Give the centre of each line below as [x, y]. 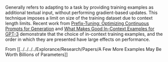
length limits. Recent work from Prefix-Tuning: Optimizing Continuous [77, 23]
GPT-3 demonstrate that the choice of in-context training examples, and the [84, 34]
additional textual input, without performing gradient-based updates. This [81, 13]
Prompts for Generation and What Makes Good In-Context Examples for [80, 29]
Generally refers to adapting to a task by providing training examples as [79, 7]
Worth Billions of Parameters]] [37, 54]
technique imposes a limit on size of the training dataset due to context [79, 18]
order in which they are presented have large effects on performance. [78, 39]
